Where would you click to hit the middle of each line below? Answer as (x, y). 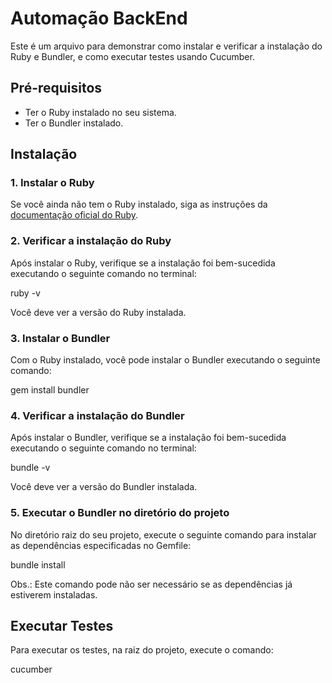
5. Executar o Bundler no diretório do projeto (120, 513)
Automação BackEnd (99, 18)
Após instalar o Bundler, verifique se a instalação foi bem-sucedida (148, 438)
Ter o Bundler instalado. (74, 123)
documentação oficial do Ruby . (74, 215)
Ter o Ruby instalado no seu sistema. (100, 112)
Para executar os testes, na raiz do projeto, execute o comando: (142, 650)
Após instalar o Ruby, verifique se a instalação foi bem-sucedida (143, 263)
